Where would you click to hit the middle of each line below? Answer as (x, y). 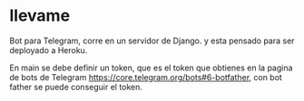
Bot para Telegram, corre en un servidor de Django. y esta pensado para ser (152, 41)
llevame (40, 16)
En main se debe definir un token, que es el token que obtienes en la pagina (151, 68)
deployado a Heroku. (49, 50)
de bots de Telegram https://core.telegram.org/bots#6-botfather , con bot (146, 77)
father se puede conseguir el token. (76, 87)
